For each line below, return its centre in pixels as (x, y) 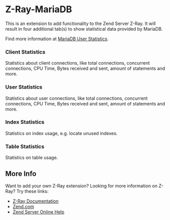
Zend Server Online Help (38, 212)
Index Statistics (25, 122)
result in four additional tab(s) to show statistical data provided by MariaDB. (84, 29)
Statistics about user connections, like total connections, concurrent (77, 98)
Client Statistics (25, 52)
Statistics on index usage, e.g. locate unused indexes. (61, 133)
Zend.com (23, 206)
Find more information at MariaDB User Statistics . (57, 39)
